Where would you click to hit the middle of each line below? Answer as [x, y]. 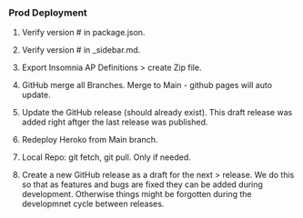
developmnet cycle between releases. [93, 204]
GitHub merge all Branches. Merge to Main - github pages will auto [147, 85]
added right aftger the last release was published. [115, 122]
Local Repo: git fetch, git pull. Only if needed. [106, 157]
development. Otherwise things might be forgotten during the [136, 194]
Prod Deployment [48, 13]
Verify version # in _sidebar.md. [81, 50]
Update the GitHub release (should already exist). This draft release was [157, 113]
